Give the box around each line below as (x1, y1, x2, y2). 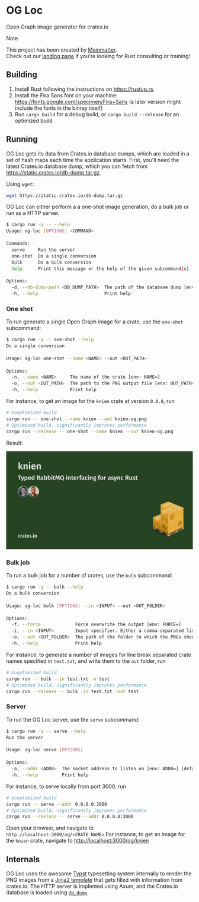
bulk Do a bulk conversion (11, 259, 92, 265)
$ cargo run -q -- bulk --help (6, 584, 84, 590)
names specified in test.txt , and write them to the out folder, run (6, 657, 166, 665)
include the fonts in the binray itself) (14, 104, 103, 112)
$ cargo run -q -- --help (6, 222, 70, 228)
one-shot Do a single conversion (11, 253, 97, 259)
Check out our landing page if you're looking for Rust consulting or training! (6, 52, 191, 59)
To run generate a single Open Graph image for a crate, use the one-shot (6, 318, 184, 325)
